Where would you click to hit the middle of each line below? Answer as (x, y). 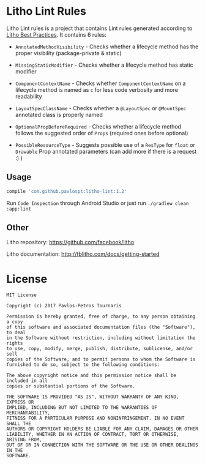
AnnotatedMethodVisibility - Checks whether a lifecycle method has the (107, 47)
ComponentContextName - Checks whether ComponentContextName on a (100, 83)
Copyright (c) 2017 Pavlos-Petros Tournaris (64, 306)
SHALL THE (19, 424)
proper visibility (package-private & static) (68, 53)
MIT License (21, 295)
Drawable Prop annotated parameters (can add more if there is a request (106, 151)
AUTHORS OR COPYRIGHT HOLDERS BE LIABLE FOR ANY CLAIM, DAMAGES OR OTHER (102, 429)
